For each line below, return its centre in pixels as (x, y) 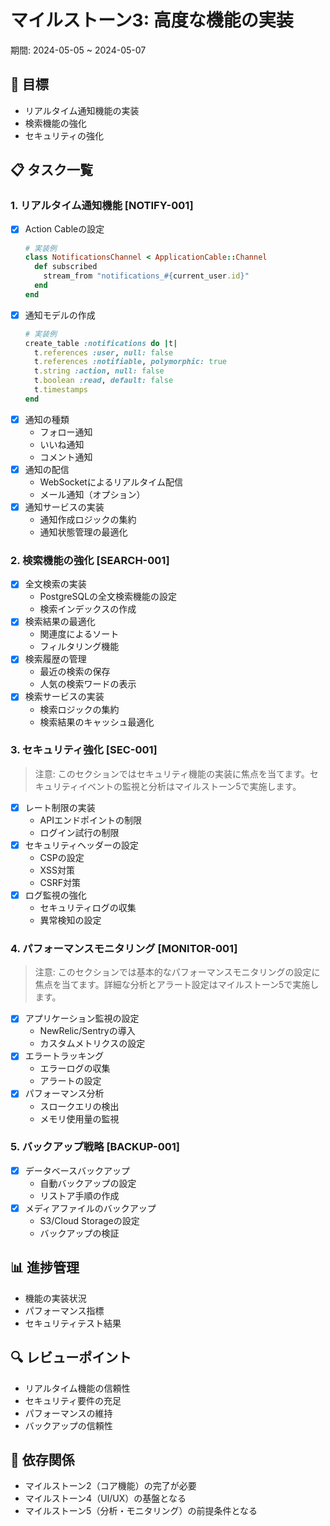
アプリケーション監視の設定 (82, 1018)
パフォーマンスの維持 (68, 1413)
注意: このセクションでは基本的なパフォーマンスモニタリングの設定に (177, 972)
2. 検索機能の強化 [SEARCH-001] (90, 560)
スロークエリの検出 (79, 1106)
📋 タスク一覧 (52, 170)
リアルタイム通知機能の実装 (82, 110)
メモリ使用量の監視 (79, 1118)
